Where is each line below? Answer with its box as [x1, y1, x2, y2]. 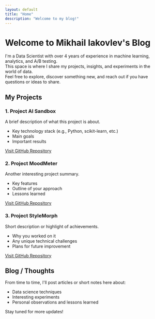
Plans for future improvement [12, 243, 71, 249]
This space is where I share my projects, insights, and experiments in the [5, 64, 151, 70]
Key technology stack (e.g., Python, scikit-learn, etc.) [12, 128, 119, 134]
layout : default [5, 7, 38, 12]
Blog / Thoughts [5, 266, 55, 275]
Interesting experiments [12, 294, 60, 300]
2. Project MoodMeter [5, 160, 58, 167]
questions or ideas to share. [5, 79, 61, 85]
